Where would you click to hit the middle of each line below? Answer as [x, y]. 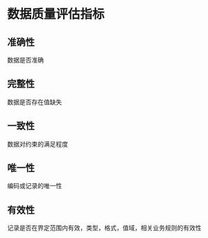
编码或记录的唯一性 [35, 186]
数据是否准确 [25, 60]
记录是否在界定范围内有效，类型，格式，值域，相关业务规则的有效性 [104, 228]
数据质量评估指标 [56, 14]
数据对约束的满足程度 [37, 144]
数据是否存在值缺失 [35, 102]
